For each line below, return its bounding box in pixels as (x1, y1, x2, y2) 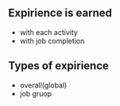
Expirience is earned (8, 6, 113, 20)
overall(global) (19, 80, 68, 90)
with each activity (19, 27, 78, 37)
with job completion (19, 36, 85, 45)
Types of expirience (8, 59, 110, 73)
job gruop (19, 88, 52, 98)
